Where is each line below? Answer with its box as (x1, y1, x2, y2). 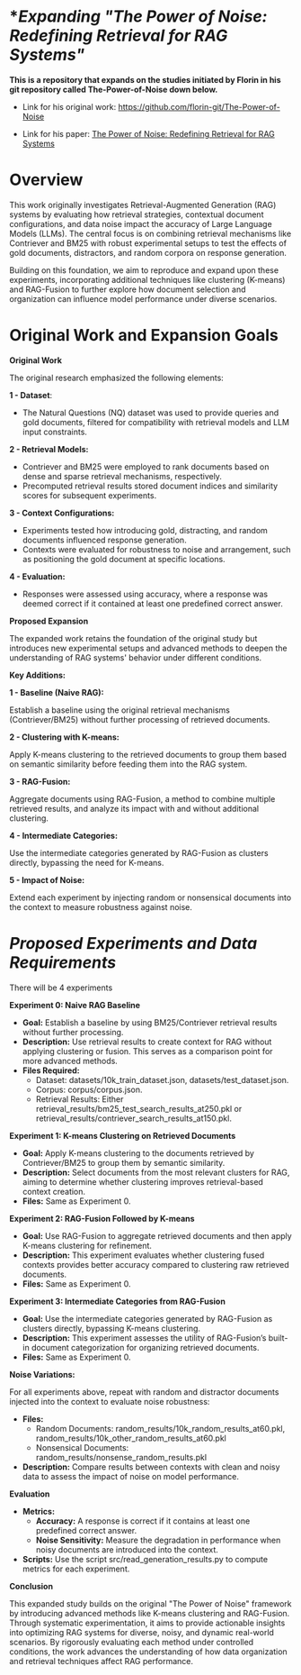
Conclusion (9, 1580, 54, 1591)
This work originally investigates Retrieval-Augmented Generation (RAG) (9, 199, 277, 210)
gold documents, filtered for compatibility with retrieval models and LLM (22, 416, 290, 427)
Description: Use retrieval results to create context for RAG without (22, 1036, 272, 1047)
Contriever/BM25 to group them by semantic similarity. (22, 1157, 226, 1168)
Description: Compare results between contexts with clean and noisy (22, 1461, 280, 1472)
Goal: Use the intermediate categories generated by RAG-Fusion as (22, 1313, 273, 1324)
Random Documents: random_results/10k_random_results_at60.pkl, (35, 1423, 286, 1434)
